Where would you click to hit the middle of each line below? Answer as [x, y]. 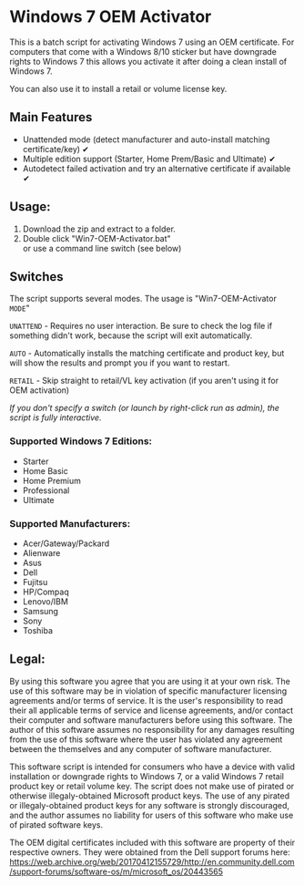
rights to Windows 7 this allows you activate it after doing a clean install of [148, 61]
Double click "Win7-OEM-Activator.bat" [96, 238]
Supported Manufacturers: [70, 523]
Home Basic [45, 470]
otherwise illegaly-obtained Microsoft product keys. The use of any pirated [149, 796]
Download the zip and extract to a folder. [99, 229]
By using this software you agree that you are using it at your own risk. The [150, 681]
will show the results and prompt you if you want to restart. [120, 363]
